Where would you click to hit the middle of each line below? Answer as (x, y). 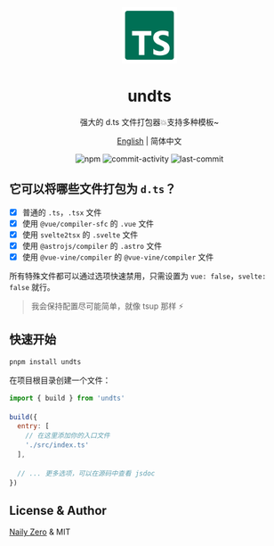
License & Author (58, 510)
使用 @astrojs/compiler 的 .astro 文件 (92, 245)
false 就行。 (32, 287)
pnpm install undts (45, 362)
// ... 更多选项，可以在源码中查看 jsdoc (86, 473)
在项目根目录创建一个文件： (60, 380)
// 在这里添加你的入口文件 (68, 436)
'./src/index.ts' (57, 445)
